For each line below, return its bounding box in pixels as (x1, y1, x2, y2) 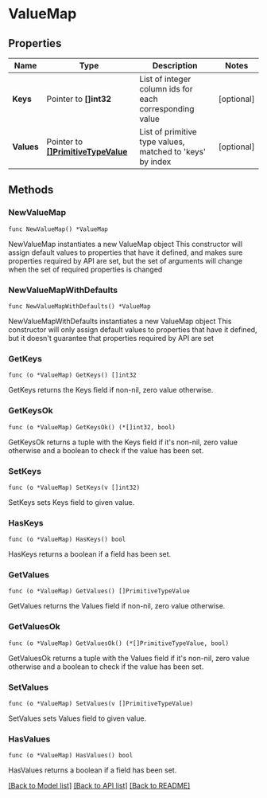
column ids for (138, 84, 193, 94)
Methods (8, 183, 54, 197)
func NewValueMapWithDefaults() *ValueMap (8, 302, 151, 311)
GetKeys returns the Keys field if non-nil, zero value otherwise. (8, 385, 214, 395)
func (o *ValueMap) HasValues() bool (8, 752, 133, 760)
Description (152, 61, 198, 71)
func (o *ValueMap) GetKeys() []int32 (8, 371, 137, 379)
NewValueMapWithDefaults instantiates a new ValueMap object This (8, 316, 232, 326)
